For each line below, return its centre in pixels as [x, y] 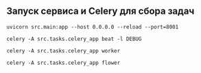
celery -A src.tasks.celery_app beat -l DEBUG [74, 39]
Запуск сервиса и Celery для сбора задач [100, 11]
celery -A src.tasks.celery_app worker [63, 50]
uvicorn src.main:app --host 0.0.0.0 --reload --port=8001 [93, 27]
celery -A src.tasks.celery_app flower [63, 63]
